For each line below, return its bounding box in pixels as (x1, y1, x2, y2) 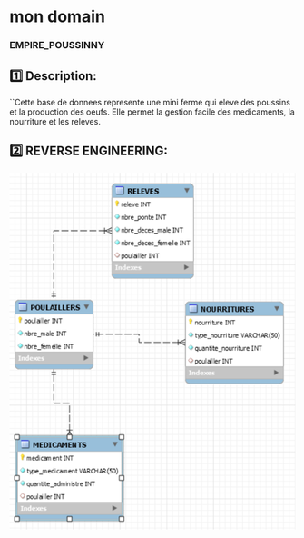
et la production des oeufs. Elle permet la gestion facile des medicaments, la (9, 106, 295, 117)
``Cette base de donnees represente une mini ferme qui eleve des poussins (9, 96, 290, 107)
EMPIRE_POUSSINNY (9, 39, 105, 52)
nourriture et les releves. (9, 115, 102, 126)
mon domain (9, 6, 106, 27)
